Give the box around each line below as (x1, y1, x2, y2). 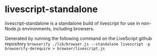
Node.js (5, 25, 21, 31)
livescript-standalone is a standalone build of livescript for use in (5, 20, 140, 26)
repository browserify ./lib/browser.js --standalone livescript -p (5, 40, 150, 46)
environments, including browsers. (22, 25, 95, 31)
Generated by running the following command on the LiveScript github (5, 35, 152, 41)
